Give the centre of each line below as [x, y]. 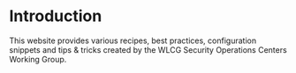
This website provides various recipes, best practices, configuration [133, 40]
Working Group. [38, 59]
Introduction [56, 16]
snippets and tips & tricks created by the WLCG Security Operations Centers [148, 49]
